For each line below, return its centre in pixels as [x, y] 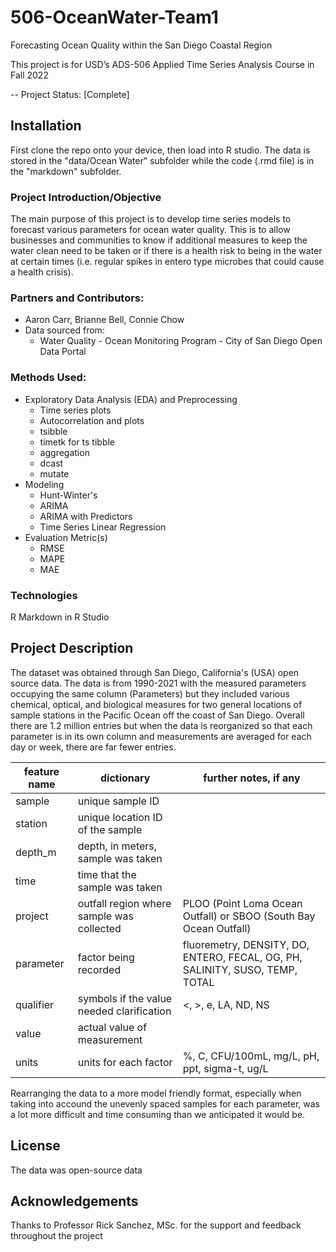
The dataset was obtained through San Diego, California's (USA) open [155, 672]
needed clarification [124, 1011]
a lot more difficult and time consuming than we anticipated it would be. [158, 1114]
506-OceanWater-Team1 [114, 17]
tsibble [53, 431]
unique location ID [120, 817]
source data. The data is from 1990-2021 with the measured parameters [158, 683]
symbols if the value [125, 998]
